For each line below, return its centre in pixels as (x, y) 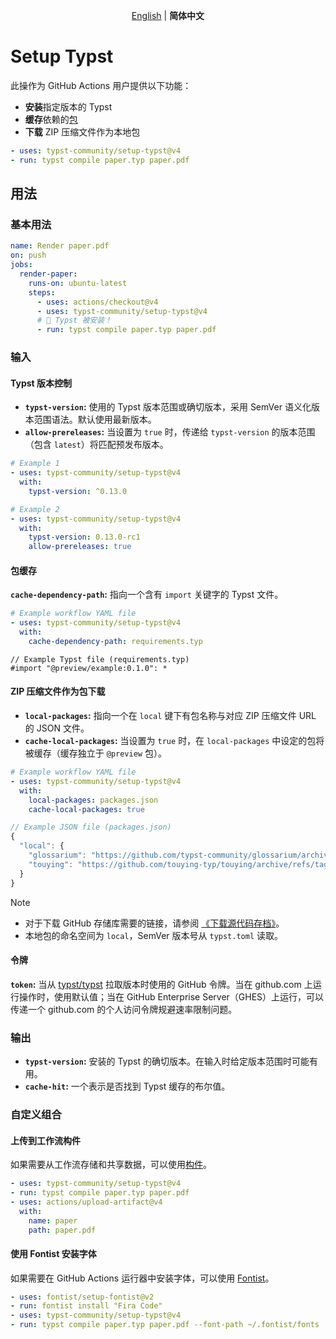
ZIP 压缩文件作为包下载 (58, 691)
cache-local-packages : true (86, 809)
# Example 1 (35, 464)
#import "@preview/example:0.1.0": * (89, 668)
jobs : (21, 265)
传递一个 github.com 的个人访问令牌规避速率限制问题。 (124, 1009)
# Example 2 (35, 509)
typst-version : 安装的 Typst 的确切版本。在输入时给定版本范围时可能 (167, 1061)
